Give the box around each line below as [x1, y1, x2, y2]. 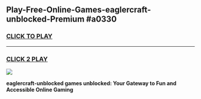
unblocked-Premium [6, 14, 85, 25]
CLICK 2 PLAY [6, 55, 48, 63]
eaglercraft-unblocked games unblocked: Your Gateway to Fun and [6, 79, 176, 86]
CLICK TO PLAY [6, 32, 53, 41]
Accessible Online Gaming [6, 86, 74, 93]
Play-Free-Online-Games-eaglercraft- [6, 5, 151, 15]
